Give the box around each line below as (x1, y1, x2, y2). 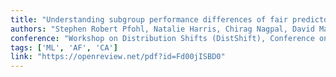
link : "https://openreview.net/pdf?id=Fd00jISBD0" (10, 52, 226, 62)
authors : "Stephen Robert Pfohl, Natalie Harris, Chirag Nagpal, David (10, 24, 315, 34)
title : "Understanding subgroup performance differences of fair (10, 14, 288, 25)
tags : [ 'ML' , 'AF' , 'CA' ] (10, 42, 118, 53)
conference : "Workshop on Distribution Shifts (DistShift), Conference (10, 33, 315, 43)
